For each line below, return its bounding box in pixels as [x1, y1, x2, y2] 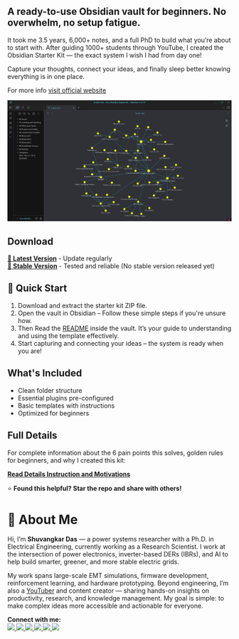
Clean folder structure [17, 386, 83, 394]
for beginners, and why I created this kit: [7, 455, 126, 465]
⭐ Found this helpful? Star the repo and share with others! [7, 484, 182, 492]
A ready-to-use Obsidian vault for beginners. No [7, 6, 226, 18]
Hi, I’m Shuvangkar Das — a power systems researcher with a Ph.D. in [7, 535, 215, 544]
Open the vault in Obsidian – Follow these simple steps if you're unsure [17, 309, 226, 317]
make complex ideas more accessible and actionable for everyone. [7, 601, 204, 611]
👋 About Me [7, 512, 78, 527]
